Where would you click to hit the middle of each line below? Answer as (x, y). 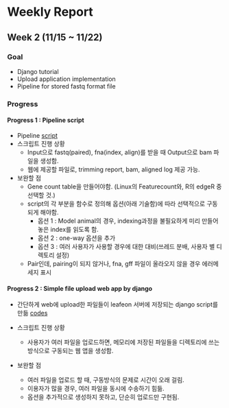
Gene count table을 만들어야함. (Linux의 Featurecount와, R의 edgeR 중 (124, 187)
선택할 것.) (41, 195)
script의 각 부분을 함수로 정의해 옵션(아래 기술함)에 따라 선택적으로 (116, 204)
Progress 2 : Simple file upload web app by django (80, 288)
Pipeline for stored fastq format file (66, 86)
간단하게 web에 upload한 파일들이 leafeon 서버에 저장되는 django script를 (117, 304)
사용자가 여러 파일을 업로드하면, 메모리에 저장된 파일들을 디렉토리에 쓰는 (123, 342)
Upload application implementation (67, 79)
